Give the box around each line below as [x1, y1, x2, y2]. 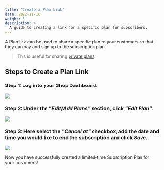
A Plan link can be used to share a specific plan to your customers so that [5, 39, 153, 44]
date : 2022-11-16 [5, 12, 41, 17]
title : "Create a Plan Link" [5, 7, 65, 12]
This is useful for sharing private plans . [17, 53, 96, 59]
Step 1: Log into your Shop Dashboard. [5, 82, 98, 89]
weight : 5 [5, 16, 25, 21]
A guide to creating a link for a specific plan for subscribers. [9, 25, 148, 30]
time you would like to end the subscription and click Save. [5, 134, 148, 141]
